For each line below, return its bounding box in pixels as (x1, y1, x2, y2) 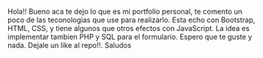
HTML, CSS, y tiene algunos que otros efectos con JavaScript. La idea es (7, 24, 250, 33)
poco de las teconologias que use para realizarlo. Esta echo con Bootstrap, (7, 15, 256, 25)
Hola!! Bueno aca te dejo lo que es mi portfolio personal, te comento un (7, 7, 243, 16)
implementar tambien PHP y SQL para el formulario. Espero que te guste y (7, 32, 253, 41)
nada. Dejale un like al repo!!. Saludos (7, 41, 131, 50)
